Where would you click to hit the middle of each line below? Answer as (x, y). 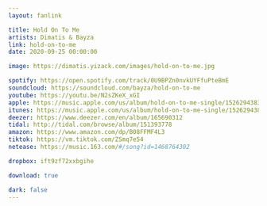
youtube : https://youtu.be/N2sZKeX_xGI (74, 95)
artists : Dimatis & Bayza (51, 37)
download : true (33, 175)
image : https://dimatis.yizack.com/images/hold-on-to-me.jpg (112, 67)
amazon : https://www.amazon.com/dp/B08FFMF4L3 (87, 132)
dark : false (28, 190)
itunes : (21, 110)
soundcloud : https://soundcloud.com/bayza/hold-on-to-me (104, 88)
